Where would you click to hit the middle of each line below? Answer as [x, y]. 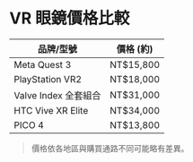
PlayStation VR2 [48, 79]
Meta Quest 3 [43, 64]
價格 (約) [135, 48]
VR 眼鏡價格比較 [70, 18]
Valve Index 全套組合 [57, 95]
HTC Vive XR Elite [51, 110]
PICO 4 [29, 124]
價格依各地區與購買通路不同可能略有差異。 [110, 148]
